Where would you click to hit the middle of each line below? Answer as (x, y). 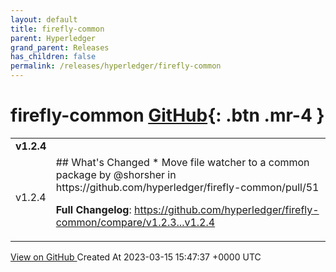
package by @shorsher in (116, 174)
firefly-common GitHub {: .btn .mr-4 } (167, 115)
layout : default (44, 19)
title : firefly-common (57, 29)
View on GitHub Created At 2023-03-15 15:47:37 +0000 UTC (136, 257)
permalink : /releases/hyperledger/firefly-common (116, 66)
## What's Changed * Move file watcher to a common (182, 162)
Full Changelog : (93, 209)
